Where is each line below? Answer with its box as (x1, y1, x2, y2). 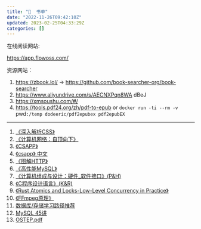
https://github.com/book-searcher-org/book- (65, 79, 177, 86)
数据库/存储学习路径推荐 (15, 202, 75, 209)
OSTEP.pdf (15, 216, 43, 224)
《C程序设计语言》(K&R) (15, 180, 73, 187)
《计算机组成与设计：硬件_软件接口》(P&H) (15, 172, 122, 180)
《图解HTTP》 (15, 157, 48, 165)
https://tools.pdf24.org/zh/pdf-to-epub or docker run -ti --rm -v (15, 104, 178, 111)
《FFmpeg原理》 (15, 194, 54, 202)
